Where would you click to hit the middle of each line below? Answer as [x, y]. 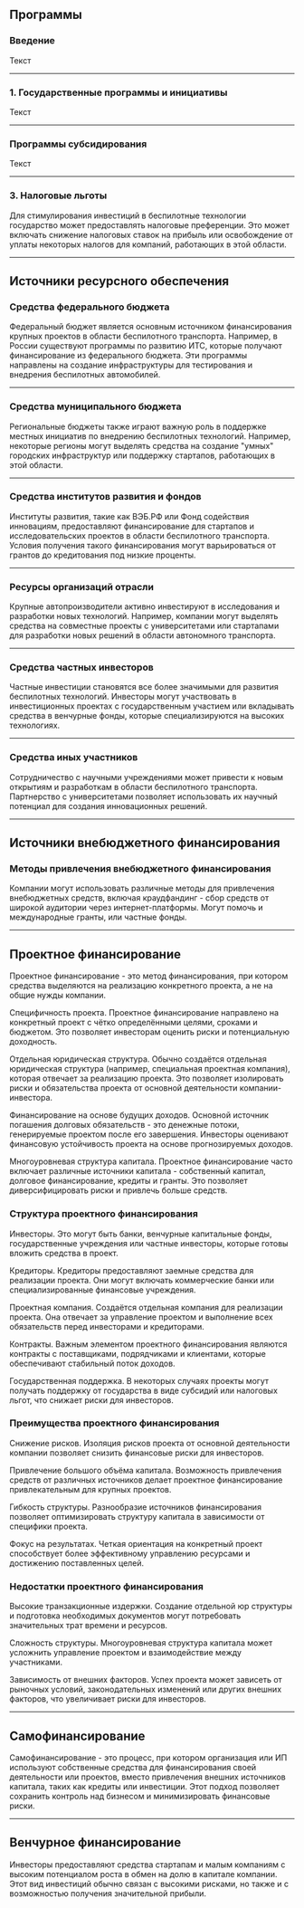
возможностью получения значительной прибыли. [108, 1893]
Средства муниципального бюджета [95, 406]
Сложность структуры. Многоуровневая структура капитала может [141, 1643]
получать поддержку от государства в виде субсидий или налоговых [144, 1390]
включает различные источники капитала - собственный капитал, [138, 1171]
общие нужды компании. [58, 996]
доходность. [33, 1042]
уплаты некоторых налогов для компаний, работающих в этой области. [148, 244]
